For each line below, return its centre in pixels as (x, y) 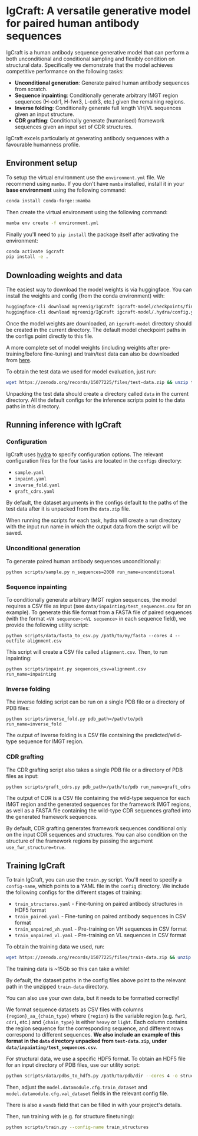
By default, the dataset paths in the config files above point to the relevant (96, 980)
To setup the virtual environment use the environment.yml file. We (85, 177)
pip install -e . (27, 257)
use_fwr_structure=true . (36, 847)
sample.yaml (29, 473)
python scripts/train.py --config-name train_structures (77, 1127)
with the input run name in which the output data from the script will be (92, 527)
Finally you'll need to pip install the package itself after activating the (92, 234)
